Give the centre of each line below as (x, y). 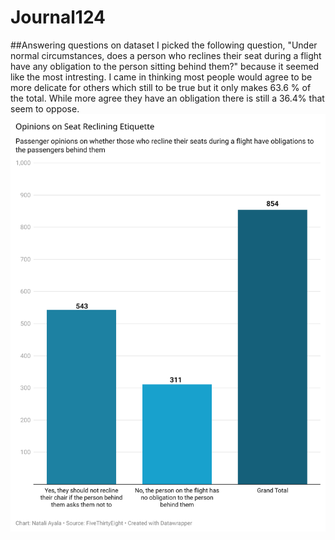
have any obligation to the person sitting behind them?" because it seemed (165, 66)
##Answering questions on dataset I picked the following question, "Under (164, 45)
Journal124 (58, 17)
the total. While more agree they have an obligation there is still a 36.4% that (167, 98)
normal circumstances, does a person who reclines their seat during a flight (166, 55)
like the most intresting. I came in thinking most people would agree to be (161, 77)
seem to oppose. (45, 108)
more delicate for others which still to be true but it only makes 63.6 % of (161, 87)
